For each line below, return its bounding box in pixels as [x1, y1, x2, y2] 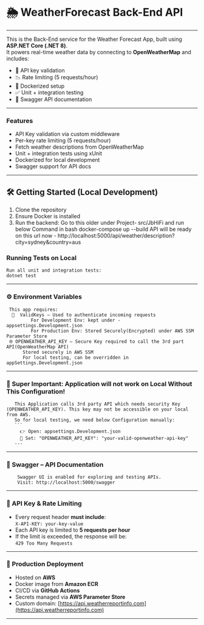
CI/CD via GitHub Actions [15, 587, 80, 594]
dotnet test [6, 273, 36, 279]
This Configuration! [6, 387, 66, 395]
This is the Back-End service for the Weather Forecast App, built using [6, 35, 182, 43]
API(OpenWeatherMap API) [6, 344, 69, 350]
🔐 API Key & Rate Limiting [6, 500, 82, 508]
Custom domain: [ [15, 599, 60, 607]
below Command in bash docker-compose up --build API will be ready [15, 225, 192, 233]
